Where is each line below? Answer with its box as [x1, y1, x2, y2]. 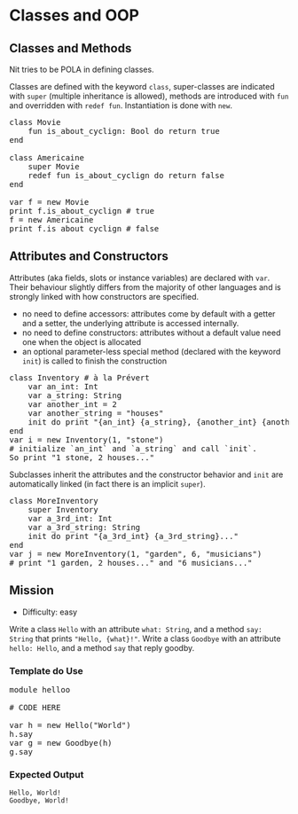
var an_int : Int [27, 381, 99, 391]
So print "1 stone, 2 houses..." [9, 452, 155, 462]
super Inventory [27, 505, 99, 514]
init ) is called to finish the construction [21, 356, 168, 366]
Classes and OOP [9, 5, 140, 26]
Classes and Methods [9, 41, 132, 56]
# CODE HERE [9, 702, 61, 712]
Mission [9, 583, 55, 599]
